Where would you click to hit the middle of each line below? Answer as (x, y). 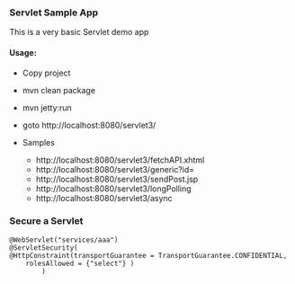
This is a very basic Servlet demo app (79, 32)
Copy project (46, 73)
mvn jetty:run (47, 107)
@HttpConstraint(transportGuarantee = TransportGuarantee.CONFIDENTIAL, (148, 255)
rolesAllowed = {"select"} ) (80, 263)
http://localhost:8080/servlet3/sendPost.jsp (117, 179)
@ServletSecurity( (44, 248)
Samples (39, 142)
